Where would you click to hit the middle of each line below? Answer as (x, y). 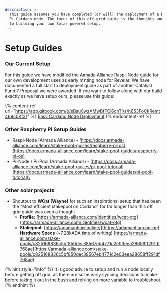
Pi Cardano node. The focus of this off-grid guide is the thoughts (82, 19)
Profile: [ (29, 217)
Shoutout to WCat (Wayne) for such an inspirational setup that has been (86, 201)
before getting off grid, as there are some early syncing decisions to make (81, 275)
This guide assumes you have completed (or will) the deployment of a (84, 14)
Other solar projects (30, 190)
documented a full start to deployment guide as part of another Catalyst (79, 85)
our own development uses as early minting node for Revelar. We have (78, 80)
